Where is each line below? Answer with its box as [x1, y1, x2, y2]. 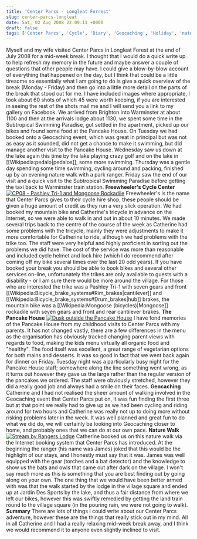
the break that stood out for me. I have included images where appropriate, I [6, 90, 191, 97]
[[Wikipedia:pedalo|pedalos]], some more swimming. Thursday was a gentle [6, 159, 191, 166]
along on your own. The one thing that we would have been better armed [6, 476, 183, 484]
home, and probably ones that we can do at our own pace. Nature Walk [6, 426, 180, 434]
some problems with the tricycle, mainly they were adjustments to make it [6, 227, 184, 235]
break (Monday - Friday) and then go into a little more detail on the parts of [6, 84, 188, 91]
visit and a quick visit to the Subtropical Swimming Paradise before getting [6, 177, 186, 185]
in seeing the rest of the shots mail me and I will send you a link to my [6, 103, 174, 110]
